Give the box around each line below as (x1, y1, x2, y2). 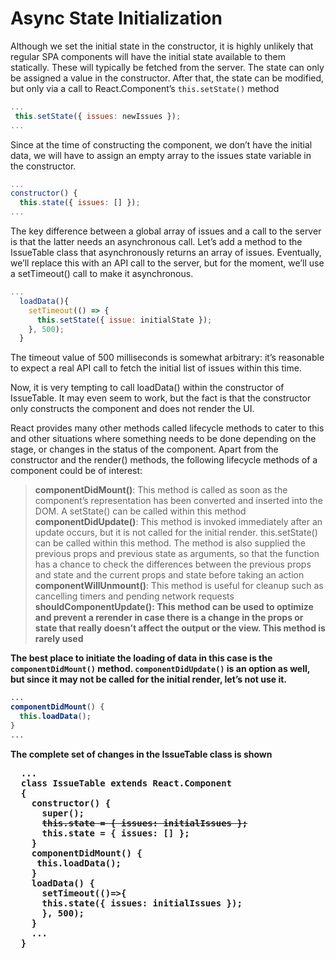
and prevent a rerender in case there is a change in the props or (34, 612, 304, 624)
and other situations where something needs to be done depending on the (10, 433, 317, 445)
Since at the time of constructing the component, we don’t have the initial (10, 138, 313, 151)
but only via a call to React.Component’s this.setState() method (10, 82, 280, 94)
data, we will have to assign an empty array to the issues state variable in (10, 149, 312, 161)
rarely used (34, 633, 84, 645)
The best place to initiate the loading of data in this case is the (10, 652, 273, 664)
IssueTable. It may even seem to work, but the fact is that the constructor (10, 392, 312, 404)
